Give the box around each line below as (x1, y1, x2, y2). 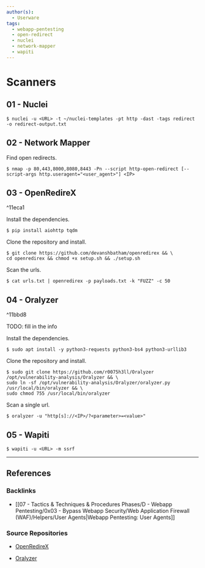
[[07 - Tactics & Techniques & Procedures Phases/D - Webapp (15, 500, 173, 508)
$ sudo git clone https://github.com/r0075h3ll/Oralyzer (6, 369, 154, 375)
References (6, 468, 51, 479)
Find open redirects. (6, 154, 57, 161)
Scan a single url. (6, 402, 50, 409)
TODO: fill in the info (6, 323, 57, 331)
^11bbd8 (6, 311, 27, 318)
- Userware (12, 15, 40, 21)
